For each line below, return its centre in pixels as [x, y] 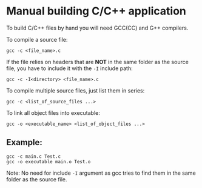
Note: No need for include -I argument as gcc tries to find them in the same [101, 173]
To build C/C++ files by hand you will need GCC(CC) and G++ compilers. [97, 28]
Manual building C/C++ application [96, 11]
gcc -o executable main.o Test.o [49, 161]
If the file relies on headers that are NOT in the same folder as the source [98, 62]
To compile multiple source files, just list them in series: [76, 90]
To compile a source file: [37, 39]
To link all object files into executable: [53, 112]
